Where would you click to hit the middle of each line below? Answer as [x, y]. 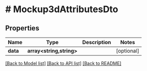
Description [97, 42]
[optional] [127, 51]
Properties [22, 28]
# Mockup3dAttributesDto [62, 9]
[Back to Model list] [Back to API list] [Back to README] [63, 63]
